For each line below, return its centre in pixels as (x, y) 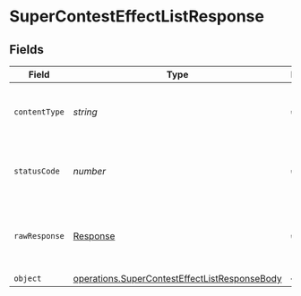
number (90, 171)
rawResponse (39, 236)
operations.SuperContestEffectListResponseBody (177, 279)
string (86, 112)
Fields (27, 50)
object (28, 279)
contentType (39, 112)
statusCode (37, 171)
